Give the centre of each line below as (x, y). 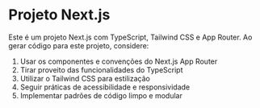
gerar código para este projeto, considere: (79, 45)
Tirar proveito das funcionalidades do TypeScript (101, 69)
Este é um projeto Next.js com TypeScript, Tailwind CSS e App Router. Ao (130, 37)
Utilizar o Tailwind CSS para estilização (85, 78)
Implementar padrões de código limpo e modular (101, 95)
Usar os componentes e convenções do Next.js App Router (119, 61)
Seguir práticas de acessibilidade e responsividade (105, 87)
